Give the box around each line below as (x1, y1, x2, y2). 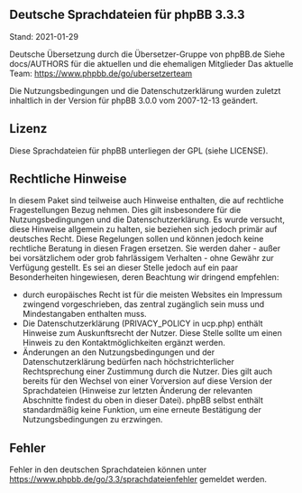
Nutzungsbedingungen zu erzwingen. (22, 414, 163, 425)
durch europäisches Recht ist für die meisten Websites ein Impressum (22, 289, 283, 301)
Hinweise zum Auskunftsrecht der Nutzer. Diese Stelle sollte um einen (22, 328, 282, 339)
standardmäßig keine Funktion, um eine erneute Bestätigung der (22, 405, 261, 415)
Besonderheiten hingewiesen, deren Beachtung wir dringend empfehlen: (9, 272, 279, 283)
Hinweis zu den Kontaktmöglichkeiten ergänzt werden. (22, 338, 225, 349)
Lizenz (9, 121, 48, 136)
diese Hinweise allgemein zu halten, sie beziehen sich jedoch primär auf (9, 224, 278, 235)
